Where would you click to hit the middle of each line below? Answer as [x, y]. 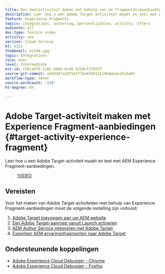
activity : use [20, 37]
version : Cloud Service [29, 42]
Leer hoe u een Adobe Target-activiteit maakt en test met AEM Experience [80, 161]
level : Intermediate [26, 64]
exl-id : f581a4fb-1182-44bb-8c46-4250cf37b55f [54, 69]
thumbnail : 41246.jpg [27, 51]
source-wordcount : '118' [30, 83]
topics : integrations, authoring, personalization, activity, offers [78, 23]
